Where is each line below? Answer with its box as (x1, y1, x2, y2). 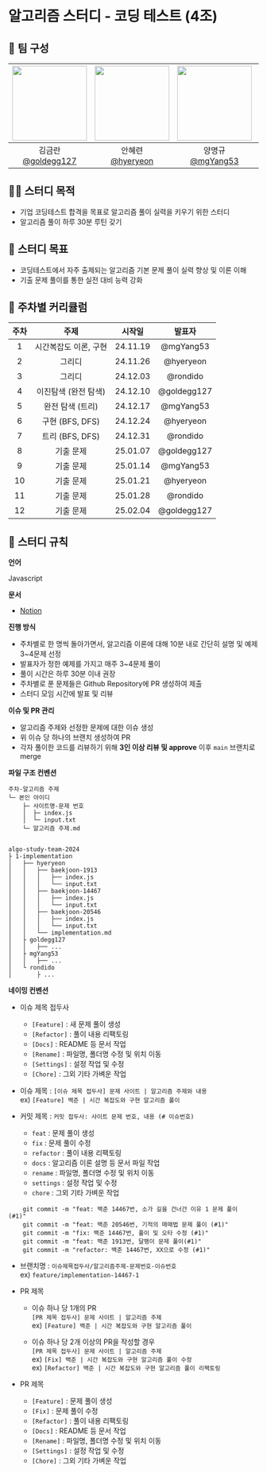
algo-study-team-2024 (8, 845, 80, 853)
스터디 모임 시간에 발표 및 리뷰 (19, 689, 114, 698)
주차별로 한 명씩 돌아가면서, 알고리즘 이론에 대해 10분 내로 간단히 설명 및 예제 (19, 639, 258, 649)
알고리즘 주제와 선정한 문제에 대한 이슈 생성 (19, 723, 154, 733)
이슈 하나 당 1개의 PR (31, 1304, 97, 1313)
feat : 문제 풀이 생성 (31, 1129, 95, 1138)
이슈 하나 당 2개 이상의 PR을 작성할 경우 (31, 1337, 155, 1347)
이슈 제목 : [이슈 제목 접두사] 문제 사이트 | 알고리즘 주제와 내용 (19, 1086, 207, 1096)
